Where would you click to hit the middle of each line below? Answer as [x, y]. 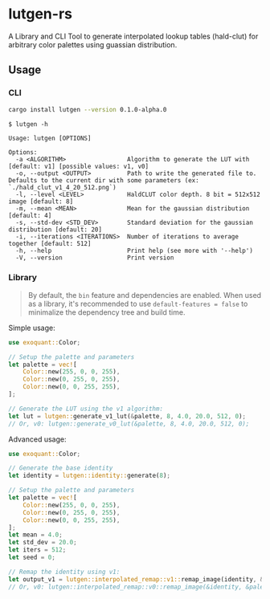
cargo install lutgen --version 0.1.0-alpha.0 [88, 109]
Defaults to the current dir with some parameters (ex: [104, 180]
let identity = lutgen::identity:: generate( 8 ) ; [90, 476]
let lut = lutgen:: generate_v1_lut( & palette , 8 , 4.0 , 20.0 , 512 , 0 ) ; [127, 416]
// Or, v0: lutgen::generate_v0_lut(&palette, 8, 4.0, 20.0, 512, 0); [129, 424]
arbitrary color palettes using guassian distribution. [93, 44]
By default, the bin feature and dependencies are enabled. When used [145, 295]
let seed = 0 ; [32, 558]
